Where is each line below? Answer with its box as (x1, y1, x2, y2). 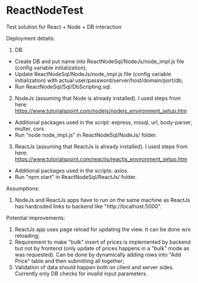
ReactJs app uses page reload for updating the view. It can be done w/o (14, 225, 191, 232)
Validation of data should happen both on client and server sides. (14, 263, 174, 271)
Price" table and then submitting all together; (14, 257, 124, 265)
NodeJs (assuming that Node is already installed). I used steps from (14, 95, 181, 102)
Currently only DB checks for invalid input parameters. (14, 270, 148, 277)
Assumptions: (6, 185, 40, 192)
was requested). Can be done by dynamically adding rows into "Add (14, 251, 181, 258)
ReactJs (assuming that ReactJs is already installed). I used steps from (14, 143, 188, 150)
